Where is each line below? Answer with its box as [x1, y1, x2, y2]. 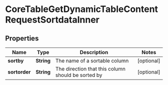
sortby [7, 57, 24, 64]
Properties [5, 34, 39, 42]
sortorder [7, 68, 31, 75]
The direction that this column [55, 65, 126, 72]
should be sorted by [55, 71, 102, 78]
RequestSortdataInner [5, 14, 100, 25]
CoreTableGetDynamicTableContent [5, 3, 158, 15]
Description [79, 49, 108, 55]
